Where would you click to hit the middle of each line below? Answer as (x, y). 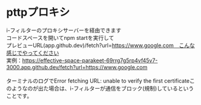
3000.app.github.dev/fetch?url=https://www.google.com (77, 67)
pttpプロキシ (38, 12)
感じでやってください (33, 52)
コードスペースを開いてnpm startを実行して (60, 37)
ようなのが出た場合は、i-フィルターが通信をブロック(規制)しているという (103, 88)
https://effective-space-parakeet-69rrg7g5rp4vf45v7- (90, 60)
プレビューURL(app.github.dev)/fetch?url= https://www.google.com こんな (101, 45)
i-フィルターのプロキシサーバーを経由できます (64, 30)
